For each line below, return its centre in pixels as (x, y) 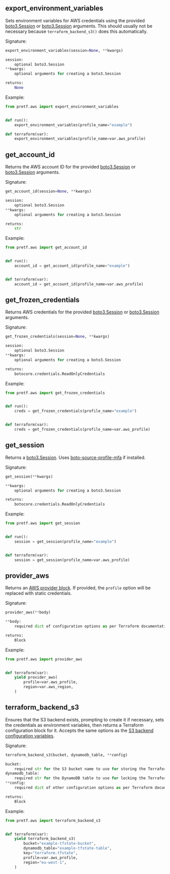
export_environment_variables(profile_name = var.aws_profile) (80, 139)
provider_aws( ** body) (28, 613)
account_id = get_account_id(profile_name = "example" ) (72, 266)
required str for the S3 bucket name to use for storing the (80, 769)
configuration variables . (30, 736)
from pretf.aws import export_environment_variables (62, 107)
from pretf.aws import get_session (43, 523)
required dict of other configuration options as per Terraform (83, 788)
